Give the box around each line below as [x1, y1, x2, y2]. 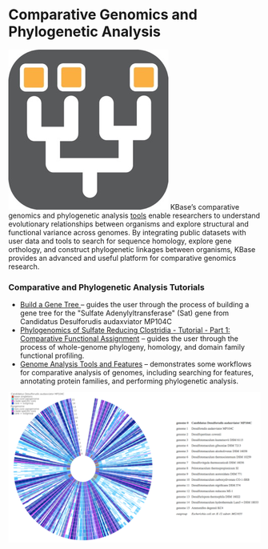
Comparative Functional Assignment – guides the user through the [19, 334, 238, 343]
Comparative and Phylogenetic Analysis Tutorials [8, 282, 206, 293]
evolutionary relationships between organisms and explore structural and [8, 218, 250, 229]
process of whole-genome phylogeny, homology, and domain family [19, 343, 246, 352]
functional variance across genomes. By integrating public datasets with [8, 227, 246, 237]
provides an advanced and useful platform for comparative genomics [8, 253, 237, 262]
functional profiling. [19, 351, 85, 361]
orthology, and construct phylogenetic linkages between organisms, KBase [8, 244, 256, 254]
